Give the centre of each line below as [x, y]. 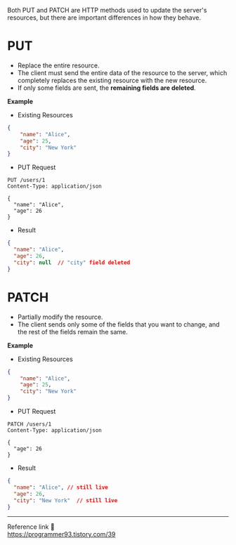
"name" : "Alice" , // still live [61, 487]
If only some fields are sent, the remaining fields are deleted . [107, 88]
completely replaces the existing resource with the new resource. [112, 80]
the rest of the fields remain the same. [72, 331]
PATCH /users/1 [29, 424]
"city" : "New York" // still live [66, 500]
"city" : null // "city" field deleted [72, 263]
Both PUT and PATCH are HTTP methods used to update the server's [107, 10]
